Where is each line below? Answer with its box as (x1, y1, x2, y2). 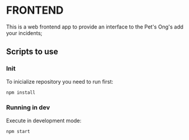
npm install (6, 90, 35, 96)
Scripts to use (6, 47, 58, 57)
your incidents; (6, 29, 43, 36)
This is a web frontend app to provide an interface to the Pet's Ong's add (6, 23, 184, 30)
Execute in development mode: (6, 117, 82, 124)
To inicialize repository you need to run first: (6, 78, 113, 85)
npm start (6, 128, 31, 134)
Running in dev (6, 103, 50, 112)
